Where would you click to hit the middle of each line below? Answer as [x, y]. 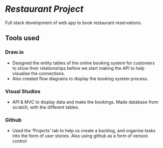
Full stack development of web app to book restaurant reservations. [74, 23]
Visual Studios [23, 91]
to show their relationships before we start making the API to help [78, 68]
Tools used [22, 38]
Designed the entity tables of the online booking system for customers [83, 63]
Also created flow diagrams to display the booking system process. [80, 78]
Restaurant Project [44, 9]
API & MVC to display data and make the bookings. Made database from [85, 102]
